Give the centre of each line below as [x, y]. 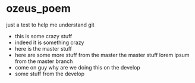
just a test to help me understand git [51, 25]
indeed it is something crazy [49, 42]
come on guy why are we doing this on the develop [78, 67]
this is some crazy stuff [43, 36]
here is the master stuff [43, 48]
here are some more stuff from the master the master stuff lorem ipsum [102, 55]
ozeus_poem [39, 9]
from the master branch [44, 61]
